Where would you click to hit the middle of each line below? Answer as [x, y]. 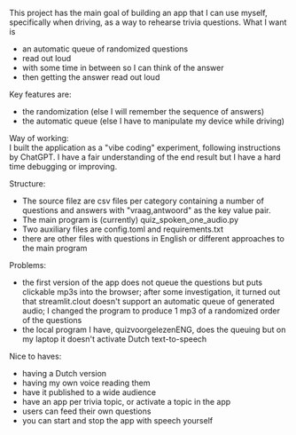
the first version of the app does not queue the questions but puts [142, 282]
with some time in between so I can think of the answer [123, 67]
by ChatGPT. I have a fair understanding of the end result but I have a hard [145, 157]
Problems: [28, 265]
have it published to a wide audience [89, 392]
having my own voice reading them [86, 383]
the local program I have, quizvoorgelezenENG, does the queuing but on [154, 329]
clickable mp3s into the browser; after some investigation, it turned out [151, 292]
